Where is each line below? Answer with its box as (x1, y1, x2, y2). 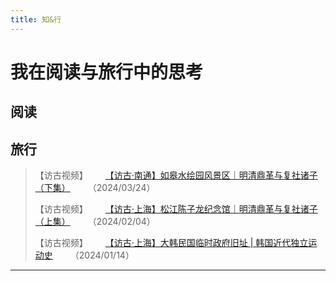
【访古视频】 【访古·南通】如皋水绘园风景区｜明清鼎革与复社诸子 (34, 169, 318, 181)
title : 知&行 (10, 14, 62, 25)
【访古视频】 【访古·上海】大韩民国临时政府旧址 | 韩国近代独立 (34, 237, 309, 249)
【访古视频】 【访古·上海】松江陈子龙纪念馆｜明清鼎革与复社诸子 (34, 203, 318, 215)
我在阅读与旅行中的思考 (10, 61, 204, 83)
